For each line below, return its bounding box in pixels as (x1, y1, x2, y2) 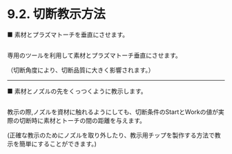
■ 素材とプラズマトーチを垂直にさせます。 (7, 30, 129, 39)
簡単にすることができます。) (19, 139, 97, 148)
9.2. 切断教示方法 (7, 6, 106, 22)
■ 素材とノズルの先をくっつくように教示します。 (7, 87, 147, 95)
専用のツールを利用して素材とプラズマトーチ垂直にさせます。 (7, 51, 182, 59)
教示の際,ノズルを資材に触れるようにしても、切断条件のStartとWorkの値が (7, 108, 219, 116)
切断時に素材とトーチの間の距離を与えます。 (19, 116, 146, 124)
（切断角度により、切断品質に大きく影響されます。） (7, 66, 155, 74)
